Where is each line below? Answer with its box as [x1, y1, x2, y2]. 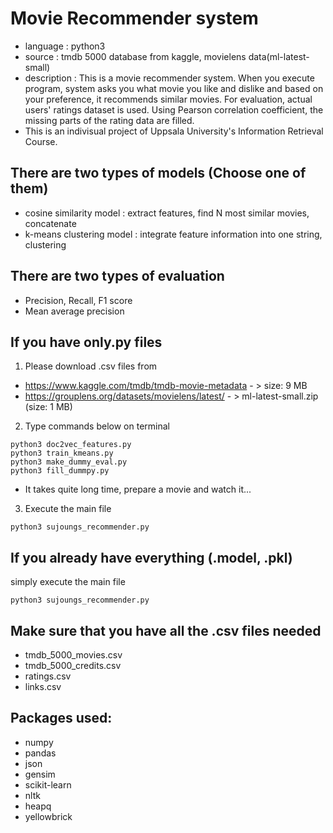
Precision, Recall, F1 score [24, 294, 133, 306]
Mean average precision [24, 305, 125, 317]
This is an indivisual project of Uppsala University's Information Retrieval [24, 125, 324, 137]
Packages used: [10, 710, 113, 727]
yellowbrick [24, 810, 73, 822]
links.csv [24, 681, 62, 692]
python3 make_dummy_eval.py [10, 457, 128, 467]
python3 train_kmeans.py [10, 448, 114, 459]
